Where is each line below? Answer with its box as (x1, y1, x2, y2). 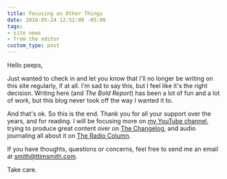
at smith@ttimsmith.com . (7, 152, 78, 160)
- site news (7, 29, 41, 36)
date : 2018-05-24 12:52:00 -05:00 (7, 17, 107, 23)
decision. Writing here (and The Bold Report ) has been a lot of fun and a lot (7, 89, 220, 97)
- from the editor (7, 36, 60, 43)
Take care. (7, 166, 37, 173)
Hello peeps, (7, 61, 43, 69)
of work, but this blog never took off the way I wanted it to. (7, 96, 173, 104)
